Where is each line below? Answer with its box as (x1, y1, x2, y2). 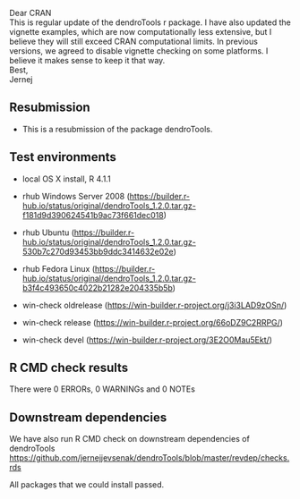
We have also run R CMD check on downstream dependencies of (9, 434, 251, 444)
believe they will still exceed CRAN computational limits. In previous (9, 36, 258, 47)
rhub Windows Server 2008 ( (21, 190, 130, 201)
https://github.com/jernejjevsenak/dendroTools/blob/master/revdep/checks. (9, 452, 290, 463)
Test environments (9, 149, 116, 165)
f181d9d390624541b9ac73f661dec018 (21, 209, 164, 220)
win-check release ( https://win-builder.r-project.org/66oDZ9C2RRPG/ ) (21, 317, 284, 327)
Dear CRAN (9, 8, 52, 18)
